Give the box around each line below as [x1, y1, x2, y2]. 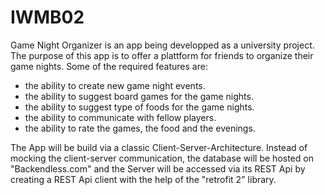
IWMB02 [10, 6, 85, 29]
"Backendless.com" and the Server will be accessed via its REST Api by [10, 162, 306, 175]
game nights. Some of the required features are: [10, 60, 208, 72]
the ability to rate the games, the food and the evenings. [24, 122, 256, 134]
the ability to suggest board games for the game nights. [24, 90, 254, 102]
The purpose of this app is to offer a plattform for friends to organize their [10, 49, 314, 61]
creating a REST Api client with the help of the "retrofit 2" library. [10, 173, 277, 185]
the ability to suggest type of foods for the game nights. [24, 101, 255, 113]
